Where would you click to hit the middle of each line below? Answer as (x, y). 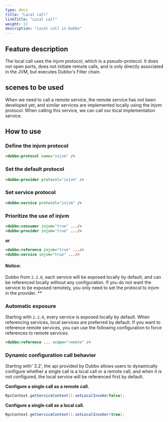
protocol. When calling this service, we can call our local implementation (80, 110)
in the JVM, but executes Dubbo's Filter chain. (53, 71)
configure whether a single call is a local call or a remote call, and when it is (83, 371)
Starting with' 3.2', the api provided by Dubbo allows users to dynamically (81, 366)
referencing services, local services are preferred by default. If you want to (83, 322)
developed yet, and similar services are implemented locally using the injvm (83, 105)
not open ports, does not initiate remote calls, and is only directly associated (84, 66)
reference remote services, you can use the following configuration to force (83, 327)
